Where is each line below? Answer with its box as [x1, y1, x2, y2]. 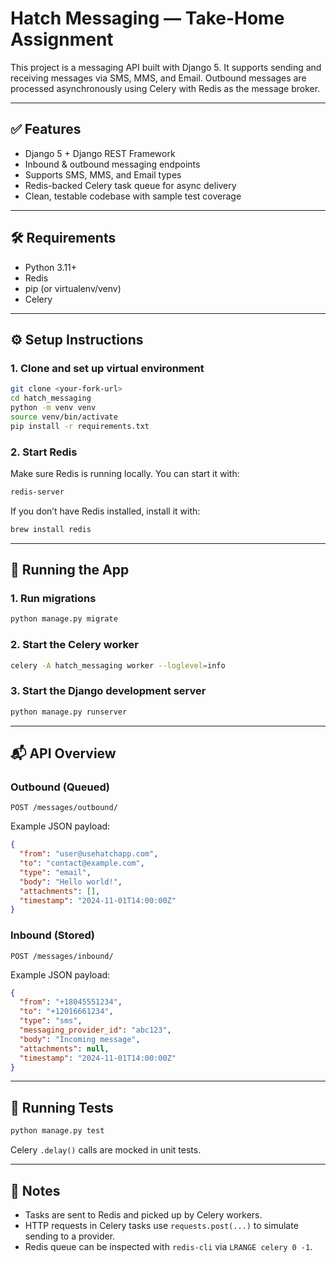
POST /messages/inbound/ [10, 951, 114, 961]
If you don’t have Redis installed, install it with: [10, 505, 201, 517]
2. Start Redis [10, 445, 78, 459]
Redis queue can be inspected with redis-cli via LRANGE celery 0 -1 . [24, 1240, 313, 1252]
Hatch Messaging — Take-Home [10, 7, 285, 30]
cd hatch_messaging [10, 393, 92, 404]
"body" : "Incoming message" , [19, 1034, 141, 1044]
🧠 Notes [10, 1182, 61, 1199]
